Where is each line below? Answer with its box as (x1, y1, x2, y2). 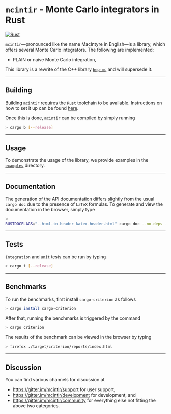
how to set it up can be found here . (5, 105, 79, 111)
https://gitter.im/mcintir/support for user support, (12, 386, 116, 393)
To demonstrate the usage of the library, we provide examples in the (5, 157, 149, 163)
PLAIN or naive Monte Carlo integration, (12, 56, 97, 62)
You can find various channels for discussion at (5, 376, 105, 382)
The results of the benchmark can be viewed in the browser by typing (5, 334, 152, 340)
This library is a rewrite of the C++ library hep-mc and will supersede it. (5, 66, 153, 72)
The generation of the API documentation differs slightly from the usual (5, 196, 155, 202)
